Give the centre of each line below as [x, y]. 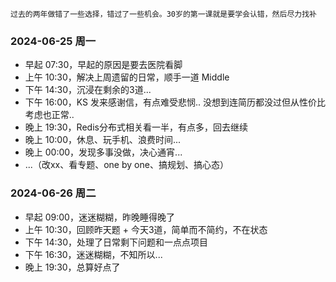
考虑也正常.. [49, 115]
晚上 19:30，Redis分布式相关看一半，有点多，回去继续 [136, 127]
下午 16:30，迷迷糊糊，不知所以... [93, 254]
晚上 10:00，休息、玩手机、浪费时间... [103, 140]
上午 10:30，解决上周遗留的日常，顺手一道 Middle [127, 77]
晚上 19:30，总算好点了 [72, 267]
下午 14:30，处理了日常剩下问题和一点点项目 [116, 242]
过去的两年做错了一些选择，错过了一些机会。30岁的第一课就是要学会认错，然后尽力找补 [163, 14]
